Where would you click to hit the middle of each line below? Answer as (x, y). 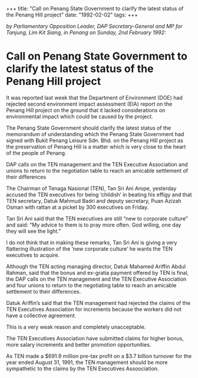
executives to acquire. (33, 255)
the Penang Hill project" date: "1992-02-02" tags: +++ (72, 15)
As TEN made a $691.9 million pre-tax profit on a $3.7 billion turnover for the (99, 356)
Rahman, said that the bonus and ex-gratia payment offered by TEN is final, (98, 272)
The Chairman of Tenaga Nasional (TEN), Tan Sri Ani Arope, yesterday (91, 188)
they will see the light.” (34, 231)
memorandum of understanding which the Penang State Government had (95, 134)
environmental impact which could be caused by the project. (80, 116)
